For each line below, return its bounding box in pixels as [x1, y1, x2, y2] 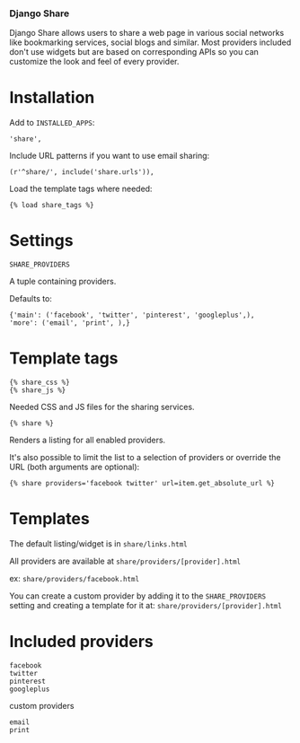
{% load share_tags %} [9, 201, 94, 210]
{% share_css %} [9, 378, 70, 388]
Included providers [9, 632, 154, 652]
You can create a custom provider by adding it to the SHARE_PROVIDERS [9, 590, 267, 601]
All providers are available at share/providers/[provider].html [9, 555, 242, 567]
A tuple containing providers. [9, 276, 117, 287]
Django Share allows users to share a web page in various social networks [9, 28, 285, 39]
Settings [9, 231, 74, 251]
